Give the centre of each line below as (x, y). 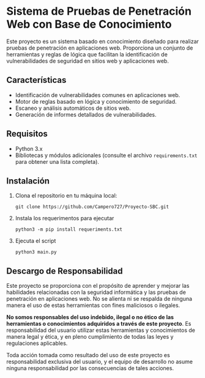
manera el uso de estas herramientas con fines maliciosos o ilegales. (93, 306)
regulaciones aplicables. (37, 343)
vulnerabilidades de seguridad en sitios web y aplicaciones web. (88, 61)
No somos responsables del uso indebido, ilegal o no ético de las (90, 317)
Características (36, 80)
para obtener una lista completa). (57, 161)
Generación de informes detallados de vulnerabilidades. (86, 114)
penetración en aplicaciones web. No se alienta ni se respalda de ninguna (99, 299)
